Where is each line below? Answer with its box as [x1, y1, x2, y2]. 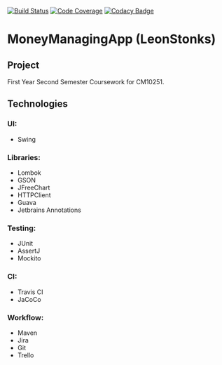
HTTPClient [17, 190, 51, 199]
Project [7, 59, 40, 71]
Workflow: [7, 312, 44, 322]
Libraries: [7, 152, 41, 162]
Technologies [7, 98, 69, 110]
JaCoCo [17, 295, 41, 303]
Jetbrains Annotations [17, 206, 82, 214]
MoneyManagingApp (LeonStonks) [7, 32, 216, 47]
